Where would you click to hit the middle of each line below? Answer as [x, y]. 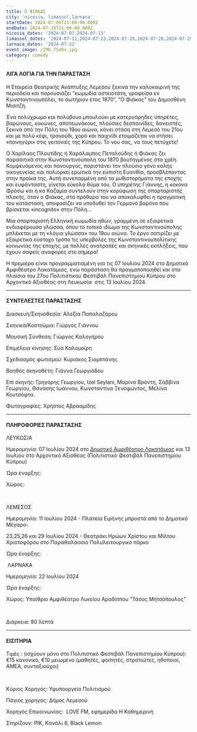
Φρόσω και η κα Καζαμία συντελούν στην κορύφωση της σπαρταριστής [94, 191]
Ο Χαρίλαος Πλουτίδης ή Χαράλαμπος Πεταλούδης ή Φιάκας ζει [86, 153]
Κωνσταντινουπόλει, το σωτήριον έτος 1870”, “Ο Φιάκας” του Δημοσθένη [96, 99]
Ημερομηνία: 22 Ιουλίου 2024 [43, 577]
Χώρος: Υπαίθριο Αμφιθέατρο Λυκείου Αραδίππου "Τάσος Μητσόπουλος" [96, 599]
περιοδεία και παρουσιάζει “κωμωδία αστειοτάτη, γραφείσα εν [83, 93]
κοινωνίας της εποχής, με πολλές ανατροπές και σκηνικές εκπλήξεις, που [97, 245]
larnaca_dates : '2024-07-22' [42, 45]
